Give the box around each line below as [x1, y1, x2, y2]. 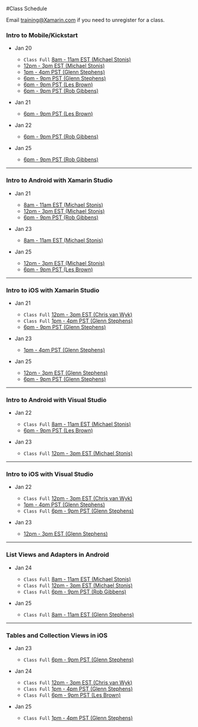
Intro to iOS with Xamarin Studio [6, 286, 100, 294]
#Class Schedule [6, 5, 47, 12]
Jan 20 [14, 44, 32, 52]
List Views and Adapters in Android [6, 550, 110, 559]
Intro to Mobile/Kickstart [6, 31, 78, 39]
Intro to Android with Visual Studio [6, 396, 107, 404]
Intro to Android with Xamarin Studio [6, 177, 113, 185]
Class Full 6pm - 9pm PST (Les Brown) [23, 692, 121, 699]
